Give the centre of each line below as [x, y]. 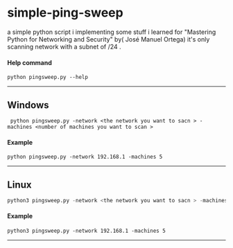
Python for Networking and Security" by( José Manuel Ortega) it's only [109, 39]
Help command [29, 62]
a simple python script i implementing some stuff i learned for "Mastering [112, 32]
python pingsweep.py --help [48, 78]
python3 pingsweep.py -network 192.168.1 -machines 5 [87, 231]
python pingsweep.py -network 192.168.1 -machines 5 [85, 157]
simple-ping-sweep [65, 13]
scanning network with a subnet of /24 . [64, 46]
